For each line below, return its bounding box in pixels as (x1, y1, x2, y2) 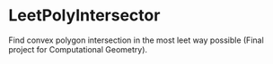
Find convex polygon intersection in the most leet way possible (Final (8, 35, 264, 45)
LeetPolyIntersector (8, 5, 161, 26)
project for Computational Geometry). (8, 44, 148, 54)
